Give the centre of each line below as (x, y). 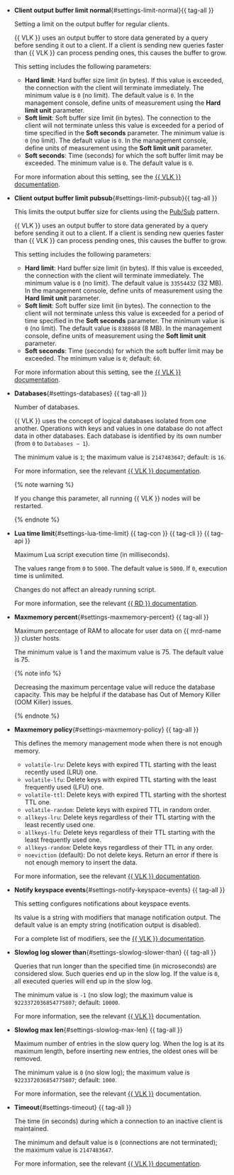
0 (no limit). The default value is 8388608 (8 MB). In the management (123, 328)
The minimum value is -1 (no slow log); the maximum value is (104, 995)
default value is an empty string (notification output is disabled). (107, 925)
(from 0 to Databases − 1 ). (52, 443)
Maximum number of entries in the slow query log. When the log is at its (119, 1044)
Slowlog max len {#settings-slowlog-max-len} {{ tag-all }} (98, 1030)
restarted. (28, 506)
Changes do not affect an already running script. (85, 590)
